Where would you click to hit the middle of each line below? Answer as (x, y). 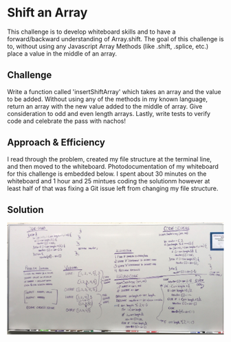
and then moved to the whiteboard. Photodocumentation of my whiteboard (113, 166)
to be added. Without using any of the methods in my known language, (108, 99)
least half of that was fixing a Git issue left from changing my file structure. (113, 188)
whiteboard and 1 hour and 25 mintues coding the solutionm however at (109, 181)
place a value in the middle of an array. (62, 54)
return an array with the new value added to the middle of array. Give (105, 106)
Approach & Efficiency (56, 142)
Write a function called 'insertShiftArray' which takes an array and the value (114, 91)
